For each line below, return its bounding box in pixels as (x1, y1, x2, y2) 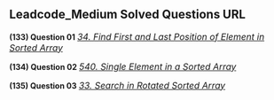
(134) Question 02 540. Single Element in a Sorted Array (9, 60, 237, 73)
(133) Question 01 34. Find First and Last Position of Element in (9, 30, 265, 42)
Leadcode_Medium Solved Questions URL (9, 7, 247, 22)
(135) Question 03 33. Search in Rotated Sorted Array (9, 79, 226, 91)
